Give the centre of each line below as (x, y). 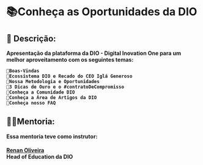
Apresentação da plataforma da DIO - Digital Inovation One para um (94, 53)
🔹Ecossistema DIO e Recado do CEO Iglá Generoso (69, 76)
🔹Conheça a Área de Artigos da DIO (52, 98)
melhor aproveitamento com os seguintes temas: (70, 60)
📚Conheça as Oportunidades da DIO (102, 12)
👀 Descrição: (31, 38)
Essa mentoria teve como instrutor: (52, 136)
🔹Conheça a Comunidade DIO (41, 92)
